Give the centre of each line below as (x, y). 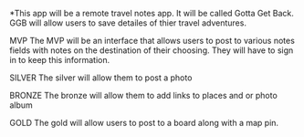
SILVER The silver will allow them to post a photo (101, 78)
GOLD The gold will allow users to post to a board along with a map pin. (144, 123)
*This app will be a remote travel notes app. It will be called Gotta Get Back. (152, 13)
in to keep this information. (60, 60)
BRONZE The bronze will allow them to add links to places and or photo (144, 95)
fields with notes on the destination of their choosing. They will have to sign (152, 50)
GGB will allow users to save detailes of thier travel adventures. (128, 23)
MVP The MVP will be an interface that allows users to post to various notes (152, 41)
